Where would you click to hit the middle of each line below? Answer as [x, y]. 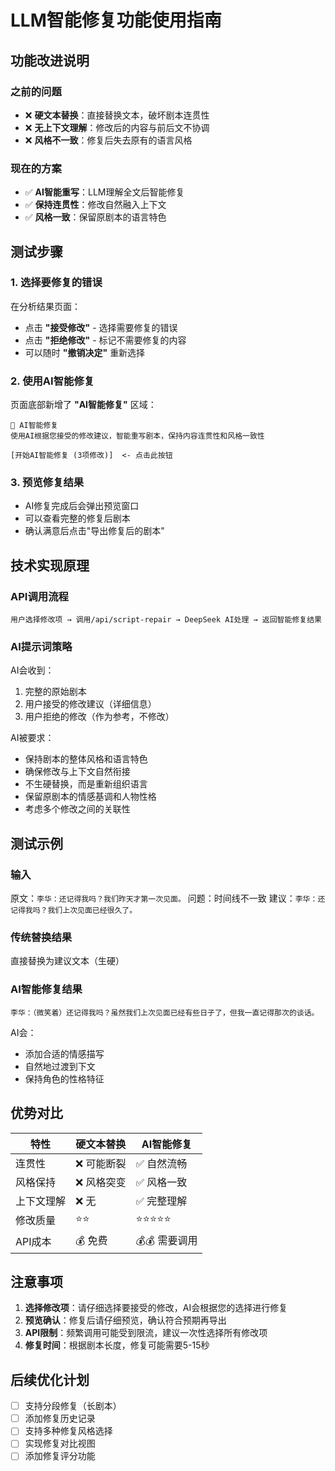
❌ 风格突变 [101, 1182]
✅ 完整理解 [161, 1201]
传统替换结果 [41, 938]
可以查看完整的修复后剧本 [77, 518]
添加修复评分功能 [60, 1456]
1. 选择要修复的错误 [56, 283]
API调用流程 [39, 596]
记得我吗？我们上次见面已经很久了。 [74, 911]
